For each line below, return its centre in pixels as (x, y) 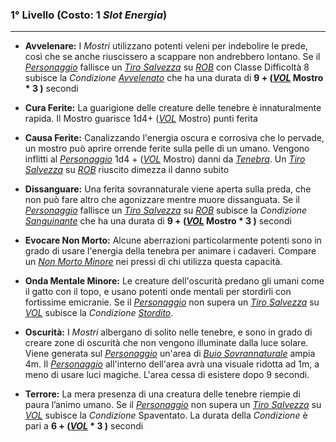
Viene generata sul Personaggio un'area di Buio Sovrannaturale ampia (170, 354)
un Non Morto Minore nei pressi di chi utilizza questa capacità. (153, 262)
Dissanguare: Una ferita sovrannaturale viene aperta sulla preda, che (168, 189)
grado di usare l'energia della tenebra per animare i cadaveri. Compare (170, 251)
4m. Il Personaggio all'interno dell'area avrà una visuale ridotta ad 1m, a (172, 364)
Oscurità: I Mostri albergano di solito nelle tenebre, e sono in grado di (168, 332)
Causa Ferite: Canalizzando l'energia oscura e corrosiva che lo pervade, (174, 138)
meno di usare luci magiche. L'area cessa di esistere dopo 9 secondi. (167, 375)
